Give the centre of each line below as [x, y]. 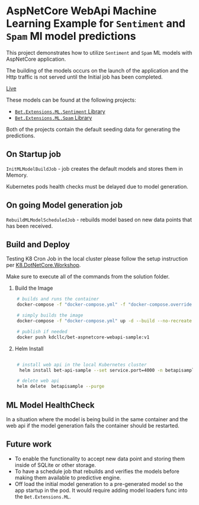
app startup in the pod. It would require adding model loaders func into [101, 490]
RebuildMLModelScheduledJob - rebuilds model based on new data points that [99, 219]
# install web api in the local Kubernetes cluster [82, 365]
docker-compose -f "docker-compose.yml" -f [71, 305]
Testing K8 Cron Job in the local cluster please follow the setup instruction [97, 259]
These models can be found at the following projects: [71, 100]
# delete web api [38, 381]
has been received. [30, 226]
